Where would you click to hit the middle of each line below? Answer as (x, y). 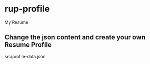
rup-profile (27, 9)
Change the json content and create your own (75, 37)
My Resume (17, 22)
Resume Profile (28, 45)
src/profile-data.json (25, 56)
